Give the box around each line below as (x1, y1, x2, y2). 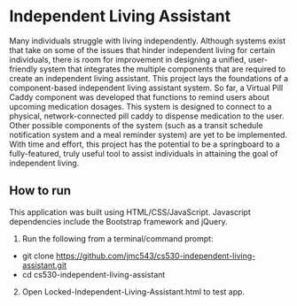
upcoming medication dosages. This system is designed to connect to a (9, 101, 272, 111)
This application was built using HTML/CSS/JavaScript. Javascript (9, 206, 251, 218)
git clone (21, 250, 55, 261)
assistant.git (21, 259, 67, 271)
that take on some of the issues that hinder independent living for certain (9, 44, 276, 55)
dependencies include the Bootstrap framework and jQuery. (9, 216, 228, 226)
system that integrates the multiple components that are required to (39, 64, 286, 74)
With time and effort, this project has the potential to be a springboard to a (9, 139, 281, 149)
